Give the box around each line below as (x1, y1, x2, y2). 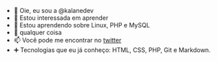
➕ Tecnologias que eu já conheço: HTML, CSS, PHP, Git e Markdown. (13, 46, 211, 54)
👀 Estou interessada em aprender (13, 14, 109, 22)
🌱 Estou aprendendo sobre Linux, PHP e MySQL (13, 21, 150, 29)
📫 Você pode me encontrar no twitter (13, 36, 122, 44)
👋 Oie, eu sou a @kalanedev (13, 7, 94, 14)
